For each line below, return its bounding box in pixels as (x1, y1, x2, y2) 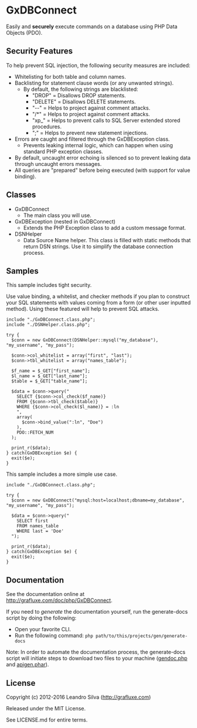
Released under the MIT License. (6, 705, 86, 712)
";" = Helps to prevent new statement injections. (32, 129, 148, 136)
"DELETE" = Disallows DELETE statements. (32, 98, 136, 105)
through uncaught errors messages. (14, 160, 102, 167)
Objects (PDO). (6, 29, 43, 36)
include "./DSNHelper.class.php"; (6, 322, 91, 328)
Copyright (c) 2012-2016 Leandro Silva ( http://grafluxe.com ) (6, 693, 151, 700)
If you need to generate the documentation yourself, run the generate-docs (6, 608, 188, 615)
